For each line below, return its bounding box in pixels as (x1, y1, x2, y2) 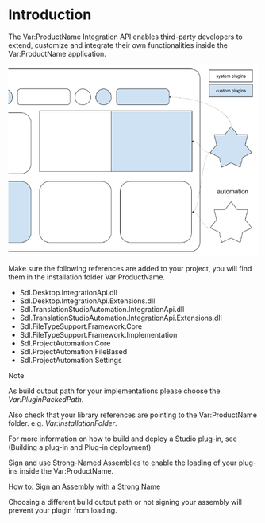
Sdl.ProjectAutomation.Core (19, 338, 111, 348)
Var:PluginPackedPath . (8, 394, 84, 404)
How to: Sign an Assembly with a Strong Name (8, 482, 161, 491)
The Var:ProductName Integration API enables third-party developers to (8, 32, 244, 41)
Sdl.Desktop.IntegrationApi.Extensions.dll (19, 296, 156, 306)
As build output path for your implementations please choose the (8, 386, 221, 396)
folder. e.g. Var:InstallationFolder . (8, 418, 117, 427)
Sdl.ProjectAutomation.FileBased (19, 346, 128, 356)
